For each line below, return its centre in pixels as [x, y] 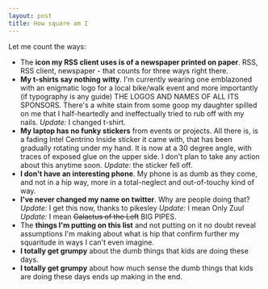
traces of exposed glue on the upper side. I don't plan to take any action [140, 156]
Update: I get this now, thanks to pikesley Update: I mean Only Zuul [132, 207]
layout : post [30, 16]
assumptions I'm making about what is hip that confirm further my [130, 233]
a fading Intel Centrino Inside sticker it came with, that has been [126, 139]
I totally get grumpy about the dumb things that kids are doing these [134, 250]
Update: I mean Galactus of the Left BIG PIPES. [98, 216]
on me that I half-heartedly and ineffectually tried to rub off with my [132, 113]
